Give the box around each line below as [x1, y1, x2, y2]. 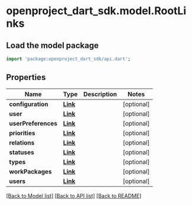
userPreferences [9, 119, 58, 127]
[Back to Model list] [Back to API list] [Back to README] [6, 192, 142, 199]
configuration [9, 100, 48, 108]
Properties [6, 72, 46, 82]
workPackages [9, 167, 52, 175]
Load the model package [6, 40, 99, 50]
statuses [9, 148, 34, 156]
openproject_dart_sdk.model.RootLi [6, 4, 187, 18]
